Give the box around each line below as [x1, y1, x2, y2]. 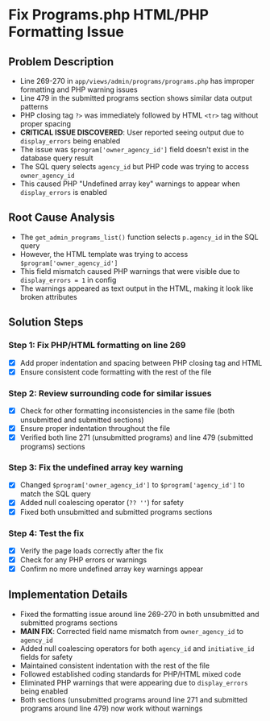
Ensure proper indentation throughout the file [19, 423, 171, 433]
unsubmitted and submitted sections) [19, 415, 144, 425]
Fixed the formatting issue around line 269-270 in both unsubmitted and [19, 609, 260, 619]
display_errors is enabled [19, 188, 107, 197]
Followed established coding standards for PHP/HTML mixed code [19, 669, 242, 678]
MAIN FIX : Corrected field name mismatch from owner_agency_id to [19, 626, 244, 636]
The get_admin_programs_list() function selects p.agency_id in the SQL [19, 232, 260, 242]
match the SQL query [19, 489, 91, 499]
